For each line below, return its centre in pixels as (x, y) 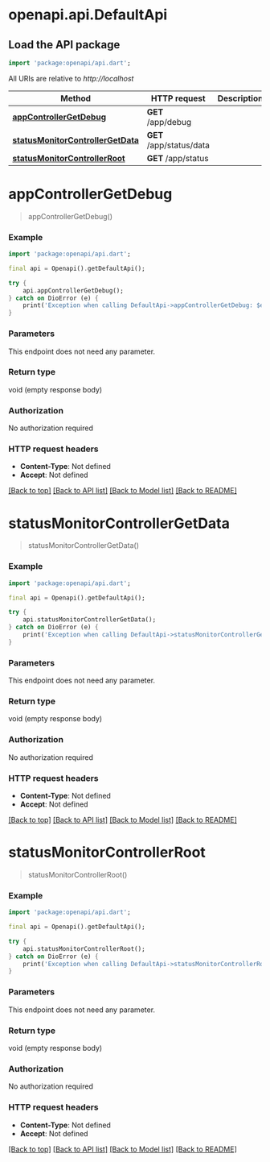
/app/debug (169, 122)
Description (240, 98)
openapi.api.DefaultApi (88, 15)
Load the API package (64, 45)
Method (75, 98)
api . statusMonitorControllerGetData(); (90, 620)
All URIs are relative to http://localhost (71, 78)
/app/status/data (178, 145)
